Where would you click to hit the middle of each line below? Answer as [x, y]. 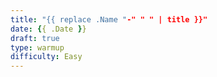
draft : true [35, 38]
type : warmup [37, 47]
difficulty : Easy [46, 57]
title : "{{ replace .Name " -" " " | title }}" [109, 19]
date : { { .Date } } [48, 29]
